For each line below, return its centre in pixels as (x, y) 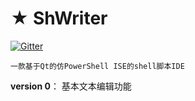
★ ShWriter (59, 18)
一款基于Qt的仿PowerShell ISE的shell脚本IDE (97, 66)
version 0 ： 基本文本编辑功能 (71, 86)
